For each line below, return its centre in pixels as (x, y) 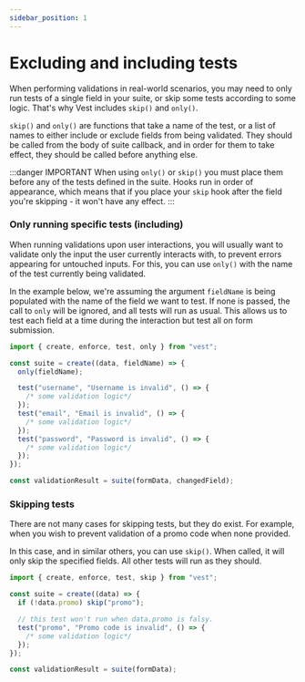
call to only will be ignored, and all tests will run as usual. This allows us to (148, 310)
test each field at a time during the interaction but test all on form (131, 320)
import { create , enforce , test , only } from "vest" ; (114, 346)
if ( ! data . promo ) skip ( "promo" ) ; (81, 603)
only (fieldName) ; (51, 372)
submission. (32, 330)
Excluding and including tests (124, 62)
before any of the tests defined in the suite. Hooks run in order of (131, 181)
